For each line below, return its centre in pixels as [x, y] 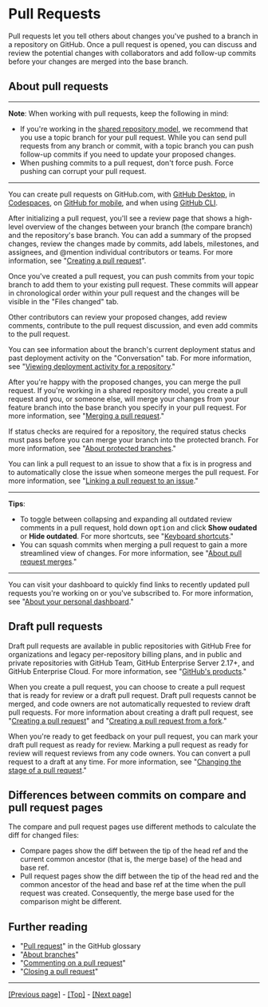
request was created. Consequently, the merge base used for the [127, 893]
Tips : [17, 503]
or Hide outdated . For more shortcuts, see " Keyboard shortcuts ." [126, 536]
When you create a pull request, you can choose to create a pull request [127, 687]
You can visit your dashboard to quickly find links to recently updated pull [129, 585]
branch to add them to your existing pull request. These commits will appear [134, 284]
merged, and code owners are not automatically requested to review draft [129, 704]
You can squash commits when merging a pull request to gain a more [134, 545]
